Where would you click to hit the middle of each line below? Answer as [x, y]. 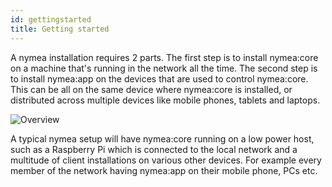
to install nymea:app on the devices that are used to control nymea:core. [159, 78]
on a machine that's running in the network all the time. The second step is [164, 68]
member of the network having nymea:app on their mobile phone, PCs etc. [164, 170]
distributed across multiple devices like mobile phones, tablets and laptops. [165, 100]
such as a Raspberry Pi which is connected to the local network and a [154, 149]
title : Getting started [60, 29]
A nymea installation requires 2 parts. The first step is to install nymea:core [164, 57]
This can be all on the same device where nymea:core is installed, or [151, 89]
